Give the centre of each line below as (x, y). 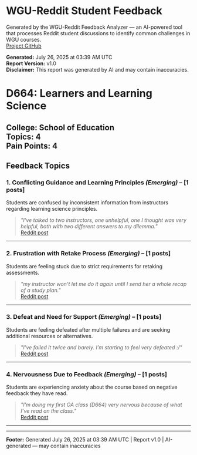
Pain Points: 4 (32, 146)
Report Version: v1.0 (31, 63)
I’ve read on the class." (48, 411)
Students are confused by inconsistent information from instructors (87, 203)
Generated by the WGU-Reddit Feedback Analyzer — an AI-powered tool (94, 27)
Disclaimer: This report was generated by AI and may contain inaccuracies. (97, 69)
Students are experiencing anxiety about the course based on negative (92, 387)
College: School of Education (60, 127)
